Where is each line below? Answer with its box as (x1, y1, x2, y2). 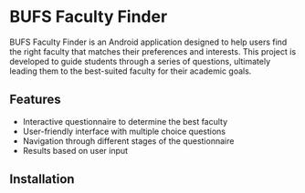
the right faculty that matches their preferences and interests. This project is (9, 46, 297, 56)
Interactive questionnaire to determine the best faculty (22, 116, 228, 127)
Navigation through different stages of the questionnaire (22, 135, 235, 147)
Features (9, 92, 61, 107)
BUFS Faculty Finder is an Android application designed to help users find (9, 36, 288, 47)
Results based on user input (22, 145, 129, 156)
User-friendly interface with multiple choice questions (22, 126, 226, 137)
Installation (9, 171, 75, 188)
